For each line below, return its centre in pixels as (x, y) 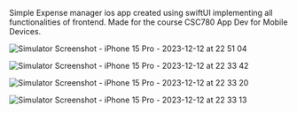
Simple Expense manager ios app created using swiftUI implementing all (141, 13)
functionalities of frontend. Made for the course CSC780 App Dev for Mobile (148, 22)
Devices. (25, 31)
